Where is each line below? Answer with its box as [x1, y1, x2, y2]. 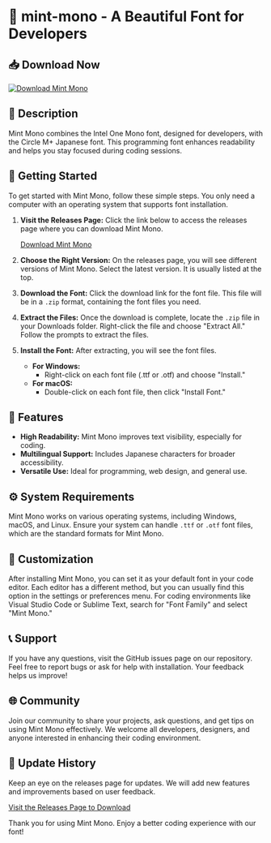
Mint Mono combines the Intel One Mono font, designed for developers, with [8, 128, 263, 138]
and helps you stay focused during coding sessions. [8, 145, 182, 155]
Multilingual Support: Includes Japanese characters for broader [19, 449, 236, 459]
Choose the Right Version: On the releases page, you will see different [19, 255, 257, 265]
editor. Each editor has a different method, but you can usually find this [8, 583, 245, 592]
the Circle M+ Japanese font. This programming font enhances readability [8, 137, 256, 147]
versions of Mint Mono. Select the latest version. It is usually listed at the [19, 264, 262, 273]
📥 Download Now [8, 58, 100, 71]
